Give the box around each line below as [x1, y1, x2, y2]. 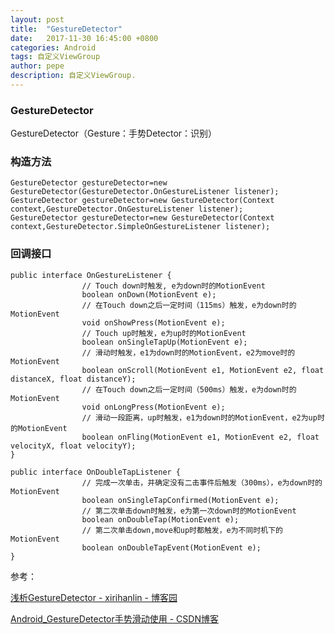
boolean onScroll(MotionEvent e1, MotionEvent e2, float [81, 365, 325, 375]
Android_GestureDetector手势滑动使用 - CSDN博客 [10, 612, 219, 625]
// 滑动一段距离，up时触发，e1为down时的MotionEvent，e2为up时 [81, 412, 325, 423]
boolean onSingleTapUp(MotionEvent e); [81, 337, 248, 347]
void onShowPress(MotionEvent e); [81, 317, 226, 328]
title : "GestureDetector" [10, 24, 123, 34]
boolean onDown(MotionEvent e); [81, 289, 217, 300]
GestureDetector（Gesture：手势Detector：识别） [10, 127, 218, 140]
